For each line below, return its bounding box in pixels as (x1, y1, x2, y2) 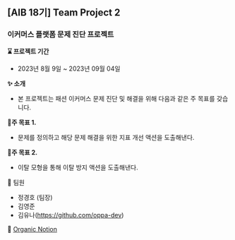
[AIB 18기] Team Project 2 (7, 6, 121, 19)
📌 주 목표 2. (7, 148, 37, 157)
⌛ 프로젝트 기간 (7, 47, 49, 55)
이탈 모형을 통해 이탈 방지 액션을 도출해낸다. (17, 163, 139, 172)
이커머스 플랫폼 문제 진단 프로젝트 (7, 30, 114, 40)
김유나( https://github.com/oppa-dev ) (17, 210, 124, 219)
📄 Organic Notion (7, 224, 58, 233)
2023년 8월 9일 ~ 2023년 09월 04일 (17, 64, 121, 73)
